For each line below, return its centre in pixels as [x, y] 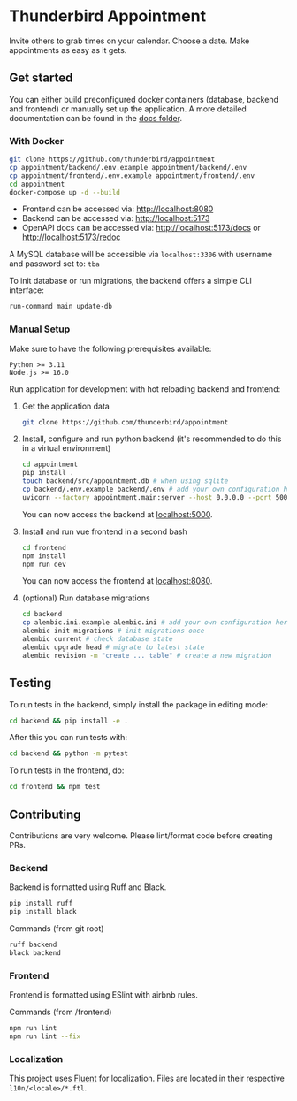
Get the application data [66, 406]
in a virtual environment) [66, 448]
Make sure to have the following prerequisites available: [110, 348]
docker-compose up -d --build [65, 192]
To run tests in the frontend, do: [67, 770]
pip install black [43, 912]
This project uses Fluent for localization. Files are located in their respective [147, 1078]
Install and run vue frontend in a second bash [104, 531]
